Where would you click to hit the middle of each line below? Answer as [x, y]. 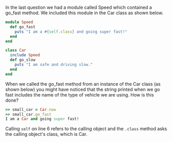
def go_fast [23, 27]
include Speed [25, 55]
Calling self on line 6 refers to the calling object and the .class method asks [86, 129]
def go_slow [23, 60]
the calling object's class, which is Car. [46, 134]
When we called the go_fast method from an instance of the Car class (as [83, 84]
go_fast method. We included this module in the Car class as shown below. [84, 13]
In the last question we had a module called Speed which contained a [79, 7]
